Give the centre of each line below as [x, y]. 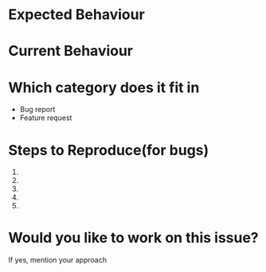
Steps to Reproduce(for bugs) [109, 150]
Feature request [46, 118]
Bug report [37, 110]
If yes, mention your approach [58, 260]
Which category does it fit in [104, 87]
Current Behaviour [71, 51]
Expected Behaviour [76, 15]
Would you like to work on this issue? [133, 238]
